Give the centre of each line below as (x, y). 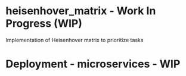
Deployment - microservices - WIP (93, 64)
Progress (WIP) (44, 23)
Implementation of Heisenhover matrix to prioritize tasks (75, 40)
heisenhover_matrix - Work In (81, 11)
